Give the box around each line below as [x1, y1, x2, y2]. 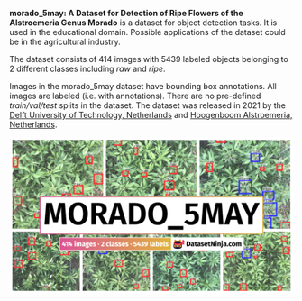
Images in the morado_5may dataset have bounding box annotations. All [9, 81, 277, 91]
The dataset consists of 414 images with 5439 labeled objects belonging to [9, 54, 288, 64]
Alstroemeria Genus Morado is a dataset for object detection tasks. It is [9, 17, 278, 28]
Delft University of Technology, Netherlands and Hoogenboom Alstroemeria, [9, 110, 293, 120]
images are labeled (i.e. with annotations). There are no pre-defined [9, 90, 261, 101]
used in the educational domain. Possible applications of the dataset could [9, 27, 286, 37]
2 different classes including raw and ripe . [9, 63, 166, 74]
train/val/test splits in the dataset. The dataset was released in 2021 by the [9, 100, 287, 111]
